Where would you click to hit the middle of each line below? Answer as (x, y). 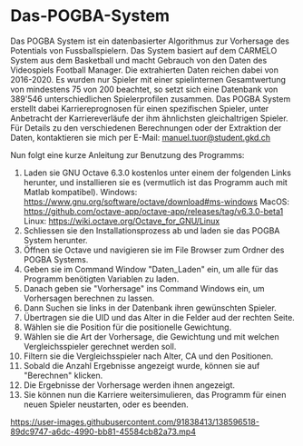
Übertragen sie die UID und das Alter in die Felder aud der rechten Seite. (159, 317)
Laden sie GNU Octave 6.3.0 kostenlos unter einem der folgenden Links (157, 173)
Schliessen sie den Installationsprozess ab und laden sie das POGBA (151, 230)
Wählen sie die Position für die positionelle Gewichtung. (127, 327)
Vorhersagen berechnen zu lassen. (89, 298)
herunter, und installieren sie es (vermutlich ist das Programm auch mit (156, 182)
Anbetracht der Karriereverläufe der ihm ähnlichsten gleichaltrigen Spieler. (149, 118)
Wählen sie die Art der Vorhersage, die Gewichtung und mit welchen (151, 336)
